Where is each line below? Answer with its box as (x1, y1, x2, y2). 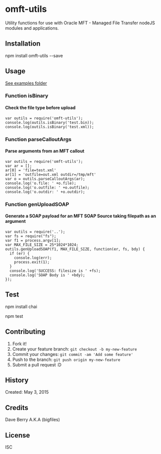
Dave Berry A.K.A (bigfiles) (5, 417, 60, 423)
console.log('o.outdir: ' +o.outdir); (5, 189, 85, 194)
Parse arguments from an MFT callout (5, 148, 85, 154)
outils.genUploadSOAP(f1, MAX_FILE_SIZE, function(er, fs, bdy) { (5, 247, 145, 252)
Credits (5, 404, 29, 412)
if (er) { (9, 251, 30, 256)
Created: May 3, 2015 (5, 389, 49, 395)
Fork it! (12, 341, 27, 347)
